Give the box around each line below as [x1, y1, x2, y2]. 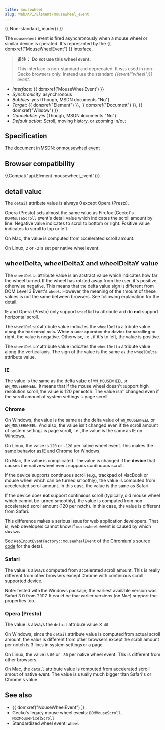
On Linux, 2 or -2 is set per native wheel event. [5, 245, 100, 251]
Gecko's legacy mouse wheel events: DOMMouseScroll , [12, 709, 122, 715]
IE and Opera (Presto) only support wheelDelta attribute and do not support [5, 308, 158, 314]
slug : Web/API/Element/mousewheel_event [5, 12, 90, 17]
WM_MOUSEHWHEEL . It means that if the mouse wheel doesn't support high [5, 383, 149, 389]
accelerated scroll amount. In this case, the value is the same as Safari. [5, 483, 150, 489]
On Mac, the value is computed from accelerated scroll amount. [5, 235, 135, 241]
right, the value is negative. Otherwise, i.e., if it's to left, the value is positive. [5, 333, 161, 340]
